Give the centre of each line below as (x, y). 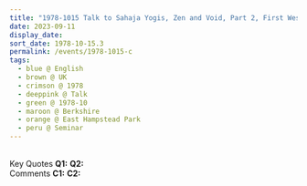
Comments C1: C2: (45, 173)
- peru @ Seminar (51, 129)
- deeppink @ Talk (53, 94)
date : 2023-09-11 (42, 26)
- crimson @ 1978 (51, 86)
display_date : (37, 35)
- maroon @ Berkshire (59, 111)
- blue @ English (51, 69)
